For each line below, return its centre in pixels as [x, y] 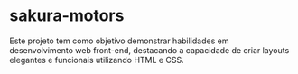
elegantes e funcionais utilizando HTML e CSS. [97, 60]
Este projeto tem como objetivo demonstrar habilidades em [119, 41]
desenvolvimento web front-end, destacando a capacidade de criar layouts [149, 50]
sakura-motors [67, 16]
